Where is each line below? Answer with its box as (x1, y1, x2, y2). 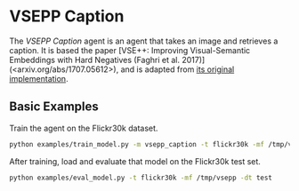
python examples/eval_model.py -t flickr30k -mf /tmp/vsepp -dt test (9, 173, 273, 182)
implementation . (9, 73, 69, 84)
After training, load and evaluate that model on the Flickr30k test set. (9, 155, 261, 166)
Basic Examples (9, 99, 100, 115)
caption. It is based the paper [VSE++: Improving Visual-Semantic (9, 44, 251, 55)
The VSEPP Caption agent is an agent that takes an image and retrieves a (9, 36, 279, 46)
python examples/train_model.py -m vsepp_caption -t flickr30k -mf (9, 139, 265, 148)
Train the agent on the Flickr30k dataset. (9, 123, 158, 133)
